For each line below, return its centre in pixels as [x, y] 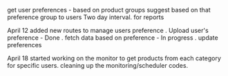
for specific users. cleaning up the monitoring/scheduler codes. [98, 65]
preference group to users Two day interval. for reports [86, 17]
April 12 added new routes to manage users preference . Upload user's [108, 30]
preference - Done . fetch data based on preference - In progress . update [113, 38]
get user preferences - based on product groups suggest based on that [109, 10]
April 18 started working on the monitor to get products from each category [114, 58]
